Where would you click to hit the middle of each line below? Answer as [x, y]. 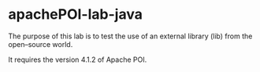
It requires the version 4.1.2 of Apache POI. [78, 59]
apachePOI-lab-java [76, 14]
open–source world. [41, 44]
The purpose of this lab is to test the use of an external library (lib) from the [130, 36]
